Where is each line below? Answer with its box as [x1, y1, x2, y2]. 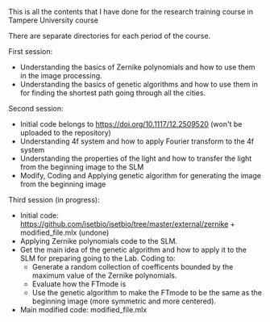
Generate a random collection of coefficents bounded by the [31, 262, 234, 271]
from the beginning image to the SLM [19, 162, 144, 172]
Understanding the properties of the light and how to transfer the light [19, 153, 252, 163]
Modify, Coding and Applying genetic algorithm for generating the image [19, 171, 262, 180]
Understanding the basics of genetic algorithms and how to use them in [19, 80, 259, 89]
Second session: [8, 104, 64, 113]
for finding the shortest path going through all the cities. [19, 88, 206, 98]
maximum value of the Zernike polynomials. [31, 270, 177, 280]
